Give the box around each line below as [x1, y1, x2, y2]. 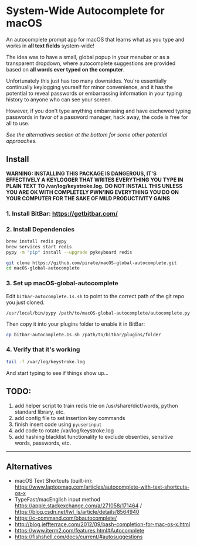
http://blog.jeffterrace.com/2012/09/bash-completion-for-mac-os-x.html [14, 521, 191, 528]
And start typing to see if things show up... [6, 369, 109, 376]
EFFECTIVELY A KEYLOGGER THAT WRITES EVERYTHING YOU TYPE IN [6, 176, 184, 183]
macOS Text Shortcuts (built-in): [14, 477, 93, 484]
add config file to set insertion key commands [14, 414, 125, 421]
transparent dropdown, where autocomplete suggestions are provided [6, 60, 176, 67]
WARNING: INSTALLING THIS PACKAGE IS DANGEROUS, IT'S [6, 170, 157, 177]
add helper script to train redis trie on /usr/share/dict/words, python [14, 402, 178, 409]
